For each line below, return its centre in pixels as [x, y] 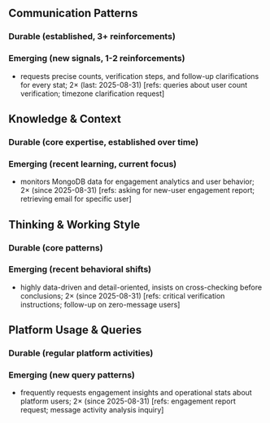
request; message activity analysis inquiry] [92, 410]
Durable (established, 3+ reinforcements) [92, 37]
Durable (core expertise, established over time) [104, 142]
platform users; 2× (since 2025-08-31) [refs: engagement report [128, 401]
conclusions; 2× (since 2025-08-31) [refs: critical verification [122, 295]
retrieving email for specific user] [76, 199]
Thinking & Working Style [74, 224]
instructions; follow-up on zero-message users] [100, 304]
